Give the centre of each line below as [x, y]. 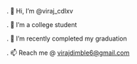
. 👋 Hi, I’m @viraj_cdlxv [40, 11]
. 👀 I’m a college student [42, 25]
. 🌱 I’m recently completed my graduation [67, 38]
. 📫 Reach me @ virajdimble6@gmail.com [68, 53]
